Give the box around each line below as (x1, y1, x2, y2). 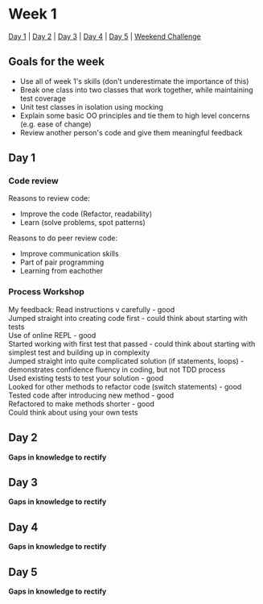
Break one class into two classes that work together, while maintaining (19, 85, 253, 94)
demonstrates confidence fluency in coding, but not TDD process (8, 364, 226, 374)
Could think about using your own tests (8, 407, 138, 417)
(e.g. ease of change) (19, 119, 92, 129)
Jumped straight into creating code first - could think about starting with (8, 313, 248, 323)
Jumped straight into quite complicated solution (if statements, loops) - (8, 356, 245, 365)
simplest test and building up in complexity (8, 348, 150, 357)
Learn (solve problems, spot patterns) (19, 218, 146, 227)
